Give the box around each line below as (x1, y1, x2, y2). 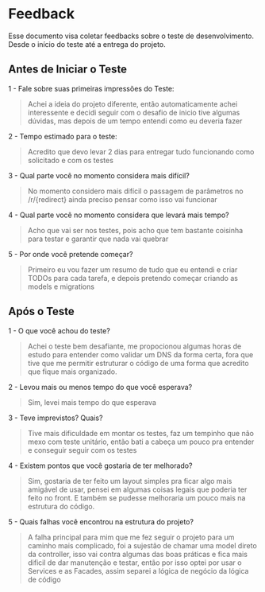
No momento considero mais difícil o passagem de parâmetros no (27, 186, 244, 196)
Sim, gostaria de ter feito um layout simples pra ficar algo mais (27, 476, 232, 485)
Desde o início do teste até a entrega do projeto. (8, 39, 167, 49)
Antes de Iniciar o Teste (8, 63, 128, 76)
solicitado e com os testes (27, 155, 113, 165)
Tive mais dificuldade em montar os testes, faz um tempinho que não (27, 428, 254, 438)
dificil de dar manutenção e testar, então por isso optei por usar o (27, 558, 242, 567)
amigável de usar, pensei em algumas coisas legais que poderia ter (27, 485, 248, 494)
